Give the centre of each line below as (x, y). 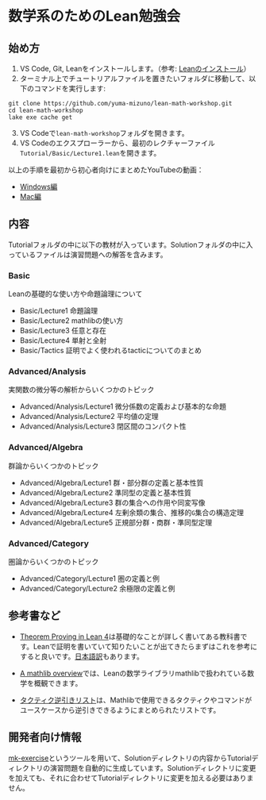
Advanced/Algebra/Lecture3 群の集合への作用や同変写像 (112, 502)
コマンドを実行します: (69, 88)
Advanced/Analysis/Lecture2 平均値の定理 (89, 417)
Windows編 (39, 187)
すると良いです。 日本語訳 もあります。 (82, 656)
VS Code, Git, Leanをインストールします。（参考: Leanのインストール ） (135, 69)
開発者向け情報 (45, 738)
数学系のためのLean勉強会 (94, 16)
